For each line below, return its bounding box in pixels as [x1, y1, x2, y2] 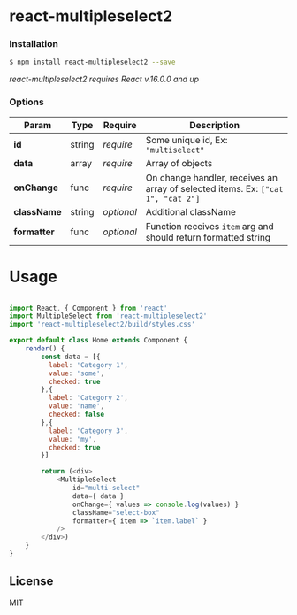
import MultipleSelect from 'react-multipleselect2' [9, 311, 208, 320]
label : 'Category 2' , [48, 394, 128, 403]
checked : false [48, 410, 104, 419]
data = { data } [72, 491, 125, 501]
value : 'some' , [48, 369, 104, 378]
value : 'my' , [48, 434, 97, 443]
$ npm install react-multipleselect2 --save [9, 58, 176, 67]
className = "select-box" [72, 508, 161, 517]
